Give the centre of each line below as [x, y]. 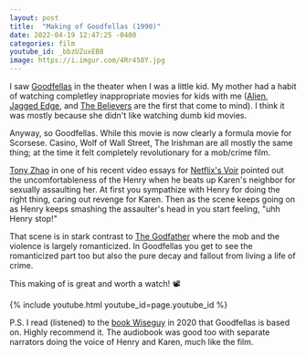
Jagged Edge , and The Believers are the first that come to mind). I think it [147, 105]
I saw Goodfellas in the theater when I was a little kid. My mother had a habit [153, 86]
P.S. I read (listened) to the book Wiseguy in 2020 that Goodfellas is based [150, 322]
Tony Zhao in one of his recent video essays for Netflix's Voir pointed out [147, 170]
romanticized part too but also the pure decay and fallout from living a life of [153, 256]
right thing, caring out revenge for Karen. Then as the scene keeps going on [152, 199]
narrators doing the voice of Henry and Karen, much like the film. [132, 342]
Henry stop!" [33, 219]
